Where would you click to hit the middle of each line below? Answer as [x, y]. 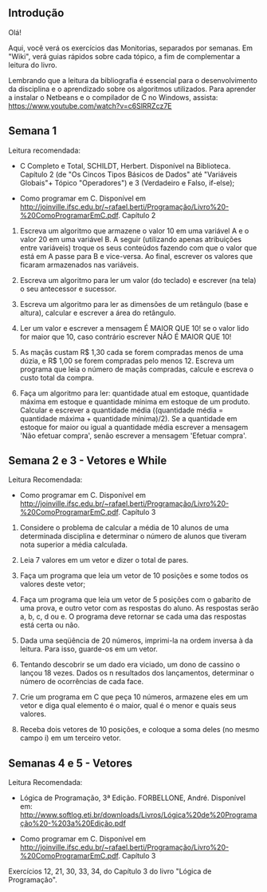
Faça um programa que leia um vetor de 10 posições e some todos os [134, 575]
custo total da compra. [57, 377]
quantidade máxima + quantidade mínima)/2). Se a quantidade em [128, 418]
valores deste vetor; [53, 584]
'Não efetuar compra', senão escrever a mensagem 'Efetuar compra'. [133, 436]
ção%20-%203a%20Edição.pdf [73, 823]
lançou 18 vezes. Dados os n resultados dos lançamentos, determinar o [137, 673]
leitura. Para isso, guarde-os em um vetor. [88, 649]
